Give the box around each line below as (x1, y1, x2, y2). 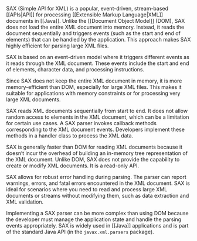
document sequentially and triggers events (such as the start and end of (6, 30, 181, 37)
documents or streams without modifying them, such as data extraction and (6, 192, 189, 199)
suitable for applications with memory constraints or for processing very (6, 90, 181, 97)
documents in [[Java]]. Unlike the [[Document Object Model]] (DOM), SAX (6, 18, 185, 24)
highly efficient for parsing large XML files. (6, 42, 109, 49)
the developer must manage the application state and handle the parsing (6, 216, 182, 223)
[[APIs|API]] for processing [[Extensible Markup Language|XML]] (6, 11, 163, 18)
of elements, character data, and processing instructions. (6, 66, 145, 73)
